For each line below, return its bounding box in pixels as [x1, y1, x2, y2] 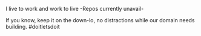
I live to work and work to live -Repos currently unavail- [5, 5, 144, 12]
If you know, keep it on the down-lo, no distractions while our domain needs [5, 17, 195, 23]
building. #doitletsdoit [5, 23, 60, 30]
